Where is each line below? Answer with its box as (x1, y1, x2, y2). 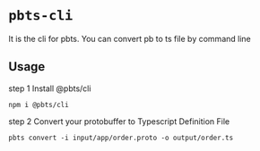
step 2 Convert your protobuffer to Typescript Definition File (8, 115, 230, 127)
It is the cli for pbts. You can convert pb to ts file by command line (8, 33, 252, 44)
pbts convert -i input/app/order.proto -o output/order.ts (8, 133, 234, 142)
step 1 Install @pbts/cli (8, 83, 91, 94)
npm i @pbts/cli (8, 100, 69, 109)
